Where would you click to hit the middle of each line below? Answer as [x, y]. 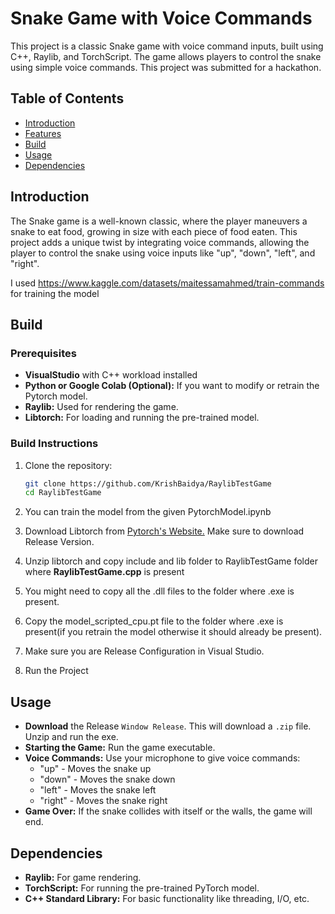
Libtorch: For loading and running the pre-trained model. [142, 418]
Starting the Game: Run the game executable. [120, 748]
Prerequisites [43, 353]
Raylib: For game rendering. [83, 877]
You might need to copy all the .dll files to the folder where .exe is [159, 591]
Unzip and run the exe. [71, 737]
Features [43, 133]
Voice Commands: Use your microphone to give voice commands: [162, 758]
